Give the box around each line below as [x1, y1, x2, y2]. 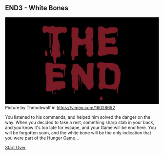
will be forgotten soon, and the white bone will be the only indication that [5, 130, 151, 136]
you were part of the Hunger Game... [5, 135, 79, 141]
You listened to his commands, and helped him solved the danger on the [5, 114, 150, 120]
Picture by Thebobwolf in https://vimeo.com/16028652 [5, 105, 116, 111]
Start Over [5, 145, 26, 151]
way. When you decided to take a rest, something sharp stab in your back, [5, 120, 155, 126]
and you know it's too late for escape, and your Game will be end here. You [5, 125, 156, 130]
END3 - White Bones [5, 4, 68, 12]
